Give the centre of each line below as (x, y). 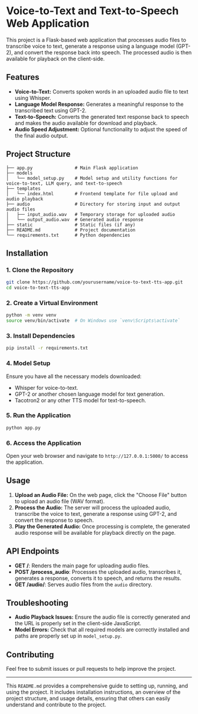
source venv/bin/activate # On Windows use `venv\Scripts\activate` (93, 321)
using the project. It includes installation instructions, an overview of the (93, 692)
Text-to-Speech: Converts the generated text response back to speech (102, 117)
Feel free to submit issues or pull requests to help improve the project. (91, 669)
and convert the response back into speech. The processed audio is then (103, 52)
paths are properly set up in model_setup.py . (68, 636)
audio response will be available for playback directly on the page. (95, 532)
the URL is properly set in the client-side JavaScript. (78, 623)
